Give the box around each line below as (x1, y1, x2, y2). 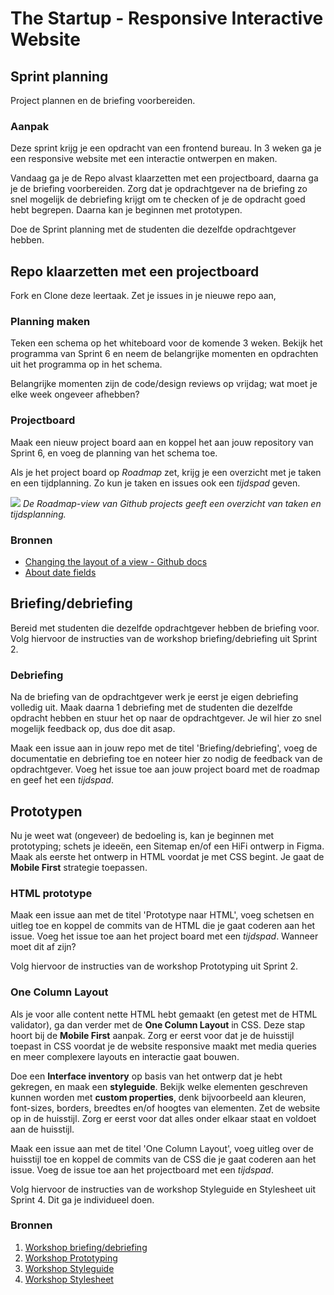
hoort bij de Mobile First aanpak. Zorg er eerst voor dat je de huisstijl (10, 1029, 295, 1041)
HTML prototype (10, 886, 93, 900)
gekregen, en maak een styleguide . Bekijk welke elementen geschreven (10, 1080, 308, 1092)
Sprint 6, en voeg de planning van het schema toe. (10, 447, 218, 459)
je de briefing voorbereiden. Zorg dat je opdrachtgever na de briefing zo (10, 183, 308, 195)
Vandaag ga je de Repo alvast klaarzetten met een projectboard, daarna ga (10, 172, 319, 184)
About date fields (24, 567, 97, 578)
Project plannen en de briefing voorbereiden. (10, 95, 196, 106)
